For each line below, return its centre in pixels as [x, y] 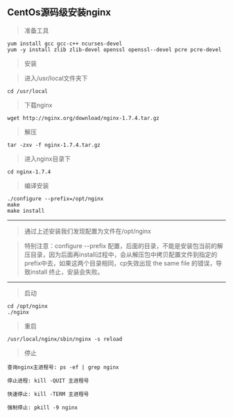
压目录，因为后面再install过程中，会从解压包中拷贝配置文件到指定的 [121, 254]
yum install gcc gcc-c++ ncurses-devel [65, 44]
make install [26, 211]
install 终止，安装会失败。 [67, 272]
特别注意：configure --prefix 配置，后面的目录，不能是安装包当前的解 [123, 245]
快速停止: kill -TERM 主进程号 [48, 394]
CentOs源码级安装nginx [59, 12]
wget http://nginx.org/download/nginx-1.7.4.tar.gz [83, 118]
